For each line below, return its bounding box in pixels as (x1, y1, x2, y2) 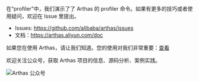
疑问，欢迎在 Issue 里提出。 (11, 12, 80, 20)
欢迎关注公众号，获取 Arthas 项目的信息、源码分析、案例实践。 (6, 57, 161, 64)
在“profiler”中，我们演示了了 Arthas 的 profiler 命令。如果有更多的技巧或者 (6, 5, 188, 12)
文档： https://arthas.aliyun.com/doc (14, 31, 103, 39)
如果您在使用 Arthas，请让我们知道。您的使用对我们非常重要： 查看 (6, 44, 170, 51)
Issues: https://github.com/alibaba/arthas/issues (14, 24, 134, 31)
